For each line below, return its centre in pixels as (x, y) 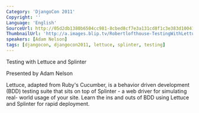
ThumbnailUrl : (24, 34)
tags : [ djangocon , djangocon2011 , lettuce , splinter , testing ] (86, 45)
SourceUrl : (20, 28)
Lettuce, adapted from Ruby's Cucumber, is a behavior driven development (98, 84)
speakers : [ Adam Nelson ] (37, 39)
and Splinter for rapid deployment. (48, 103)
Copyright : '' (24, 17)
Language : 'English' (32, 23)
